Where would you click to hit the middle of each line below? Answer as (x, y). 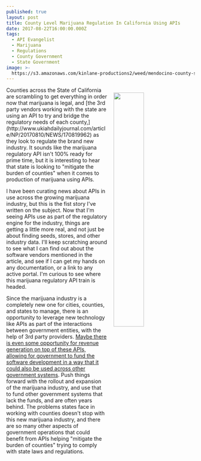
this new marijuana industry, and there (53, 420)
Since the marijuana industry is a (46, 298)
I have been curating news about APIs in (56, 191)
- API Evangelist (33, 40)
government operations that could (48, 432)
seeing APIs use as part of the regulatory (57, 217)
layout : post (22, 17)
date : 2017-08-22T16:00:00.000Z (46, 29)
